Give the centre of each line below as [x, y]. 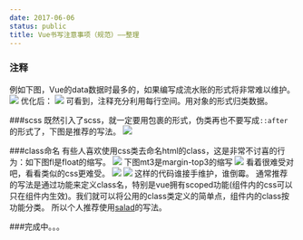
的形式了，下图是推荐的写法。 [65, 131]
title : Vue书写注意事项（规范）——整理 [74, 34]
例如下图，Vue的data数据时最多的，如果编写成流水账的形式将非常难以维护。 [152, 89]
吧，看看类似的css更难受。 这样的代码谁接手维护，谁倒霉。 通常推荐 [149, 173]
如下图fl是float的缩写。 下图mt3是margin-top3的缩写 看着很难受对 [160, 162]
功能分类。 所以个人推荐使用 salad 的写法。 [88, 207]
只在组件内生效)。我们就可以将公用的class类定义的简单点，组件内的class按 [150, 196]
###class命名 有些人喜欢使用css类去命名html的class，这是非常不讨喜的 [143, 150]
